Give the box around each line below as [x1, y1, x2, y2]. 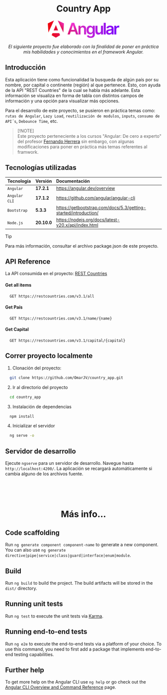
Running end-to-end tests [5, 628, 87, 636]
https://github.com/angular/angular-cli [56, 195, 136, 201]
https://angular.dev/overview [56, 185, 115, 191]
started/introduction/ [56, 210, 98, 216]
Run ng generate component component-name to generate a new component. [5, 542, 159, 548]
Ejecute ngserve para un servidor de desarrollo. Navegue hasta [5, 460, 134, 466]
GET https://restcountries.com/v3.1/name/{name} [9, 316, 112, 321]
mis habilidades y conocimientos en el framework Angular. [23, 48, 144, 55]
